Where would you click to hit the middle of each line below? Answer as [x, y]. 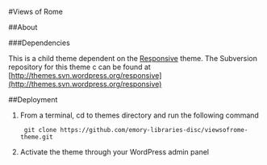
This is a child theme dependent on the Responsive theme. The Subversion [133, 58]
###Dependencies [39, 43]
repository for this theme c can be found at [79, 67]
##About [23, 27]
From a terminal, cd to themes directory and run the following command [140, 115]
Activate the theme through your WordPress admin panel [115, 152]
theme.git [37, 137]
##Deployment [33, 99]
